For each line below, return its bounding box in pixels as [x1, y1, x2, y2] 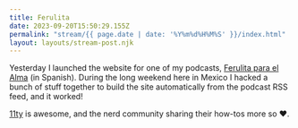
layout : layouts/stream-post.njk [9, 38, 134, 47]
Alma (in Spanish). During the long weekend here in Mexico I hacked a [9, 73, 268, 83]
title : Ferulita [9, 13, 70, 22]
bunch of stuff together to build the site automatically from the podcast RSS [9, 81, 288, 92]
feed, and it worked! [9, 91, 83, 102]
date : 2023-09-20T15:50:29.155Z [9, 21, 130, 30]
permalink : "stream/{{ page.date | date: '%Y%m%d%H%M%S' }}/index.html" [9, 30, 286, 38]
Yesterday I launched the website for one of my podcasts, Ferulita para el [9, 63, 279, 73]
